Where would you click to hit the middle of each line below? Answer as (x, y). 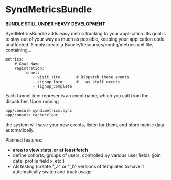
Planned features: (24, 140)
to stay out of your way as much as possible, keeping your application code (85, 39)
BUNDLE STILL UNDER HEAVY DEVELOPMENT (56, 24)
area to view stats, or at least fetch (50, 150)
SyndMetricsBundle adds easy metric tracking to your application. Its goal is (86, 33)
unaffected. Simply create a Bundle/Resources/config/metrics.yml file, (79, 44)
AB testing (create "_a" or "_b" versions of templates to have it (78, 166)
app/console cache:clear (32, 115)
